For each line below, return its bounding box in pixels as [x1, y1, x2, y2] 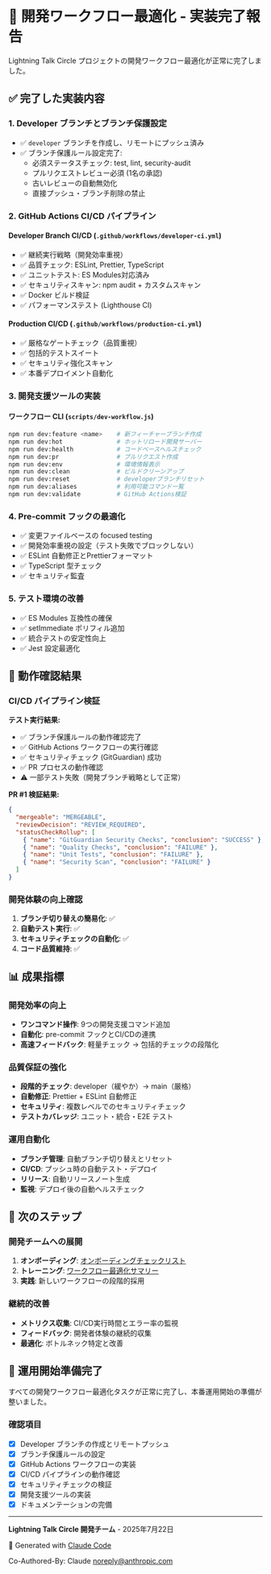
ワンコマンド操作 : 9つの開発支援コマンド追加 [19, 1019, 171, 1029]
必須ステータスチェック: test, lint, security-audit [31, 158, 191, 168]
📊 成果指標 [8, 969, 65, 984]
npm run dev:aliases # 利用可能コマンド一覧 [8, 483, 185, 491]
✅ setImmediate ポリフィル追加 [19, 623, 125, 633]
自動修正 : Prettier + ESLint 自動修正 [19, 1092, 137, 1101]
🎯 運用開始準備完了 [8, 1364, 103, 1377]
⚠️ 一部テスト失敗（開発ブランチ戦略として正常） [19, 772, 186, 782]
